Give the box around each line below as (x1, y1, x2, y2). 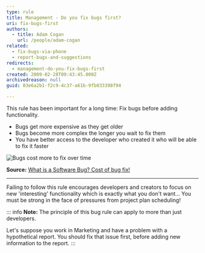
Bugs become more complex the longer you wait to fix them (15, 129, 166, 137)
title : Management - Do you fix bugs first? (6, 15, 121, 21)
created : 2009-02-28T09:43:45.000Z (6, 71, 97, 77)
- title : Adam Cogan (12, 32, 64, 38)
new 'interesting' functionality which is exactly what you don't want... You (6, 190, 192, 197)
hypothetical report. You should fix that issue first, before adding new (6, 233, 181, 240)
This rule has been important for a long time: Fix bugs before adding (6, 105, 178, 112)
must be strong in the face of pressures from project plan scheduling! (6, 196, 181, 204)
